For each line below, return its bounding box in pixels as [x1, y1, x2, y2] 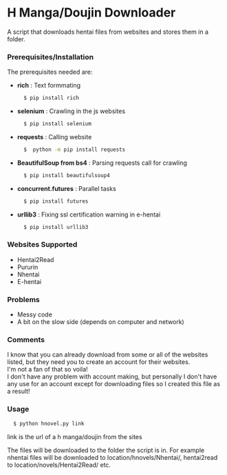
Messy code [17, 310, 53, 319]
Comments [7, 335, 45, 344]
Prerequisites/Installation [7, 52, 94, 61]
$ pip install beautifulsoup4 [23, 172, 110, 179]
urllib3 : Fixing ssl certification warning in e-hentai [17, 210, 161, 219]
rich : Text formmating [17, 81, 81, 90]
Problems [7, 294, 40, 304]
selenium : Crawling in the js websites [17, 107, 126, 115]
